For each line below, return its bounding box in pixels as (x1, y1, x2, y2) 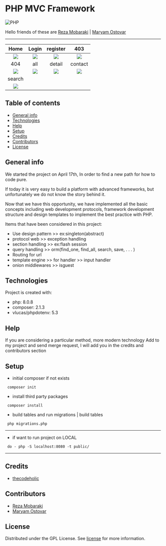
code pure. (5, 176, 28, 182)
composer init (7, 385, 37, 390)
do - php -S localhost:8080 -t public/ (7, 444, 90, 449)
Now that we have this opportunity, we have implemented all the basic (5, 201, 148, 207)
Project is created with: (5, 290, 52, 296)
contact (70, 60, 88, 67)
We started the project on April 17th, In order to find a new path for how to (5, 171, 156, 177)
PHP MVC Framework (5, 3, 95, 14)
